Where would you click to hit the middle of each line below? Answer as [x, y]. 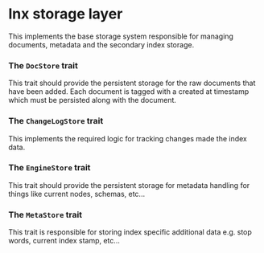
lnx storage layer [66, 14]
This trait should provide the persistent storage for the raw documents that [132, 83]
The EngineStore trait [49, 168]
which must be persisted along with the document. [93, 100]
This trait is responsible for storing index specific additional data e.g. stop [130, 232]
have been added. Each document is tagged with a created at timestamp [129, 92]
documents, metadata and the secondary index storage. [101, 44]
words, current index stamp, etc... [64, 241]
